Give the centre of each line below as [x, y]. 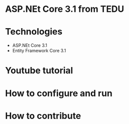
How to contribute [43, 116]
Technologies [34, 32]
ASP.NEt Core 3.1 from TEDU [65, 9]
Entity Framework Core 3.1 [39, 51]
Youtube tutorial [39, 71]
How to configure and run [59, 93]
